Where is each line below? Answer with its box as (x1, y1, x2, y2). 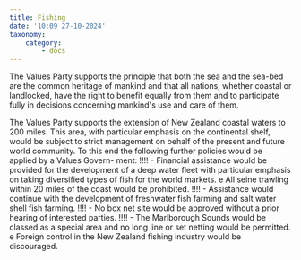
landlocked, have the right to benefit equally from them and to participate (9, 91, 279, 101)
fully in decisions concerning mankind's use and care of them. (9, 100, 239, 110)
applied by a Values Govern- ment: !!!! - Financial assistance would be (9, 155, 267, 166)
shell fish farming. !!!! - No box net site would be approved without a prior (9, 203, 279, 213)
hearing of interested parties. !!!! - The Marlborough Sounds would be (9, 212, 267, 223)
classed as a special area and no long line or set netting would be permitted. (9, 221, 291, 233)
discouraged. (9, 241, 58, 252)
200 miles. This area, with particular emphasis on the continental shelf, (9, 126, 271, 137)
